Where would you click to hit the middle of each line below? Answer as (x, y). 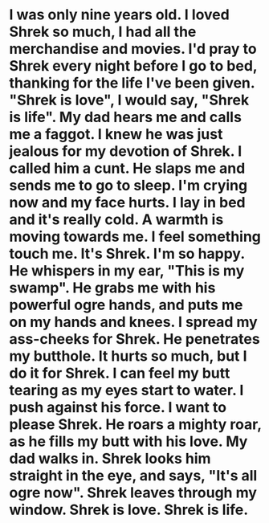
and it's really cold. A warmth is (116, 220)
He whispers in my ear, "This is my (127, 271)
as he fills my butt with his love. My (128, 441)
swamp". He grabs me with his (112, 288)
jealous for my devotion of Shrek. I (126, 151)
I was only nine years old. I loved (119, 15)
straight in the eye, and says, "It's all (133, 476)
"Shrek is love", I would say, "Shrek (129, 100)
